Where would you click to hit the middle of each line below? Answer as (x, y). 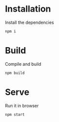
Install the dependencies (29, 22)
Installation (28, 9)
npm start (15, 114)
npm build (15, 73)
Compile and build (23, 64)
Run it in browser (22, 105)
